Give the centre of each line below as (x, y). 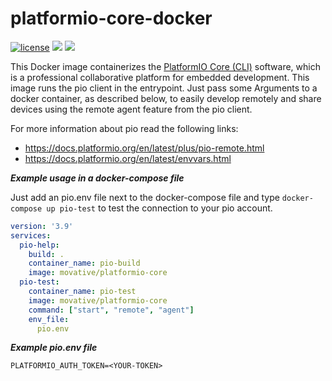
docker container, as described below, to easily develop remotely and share (166, 98)
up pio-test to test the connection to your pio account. (159, 208)
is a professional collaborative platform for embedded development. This (160, 77)
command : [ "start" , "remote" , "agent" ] (111, 310)
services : (31, 235)
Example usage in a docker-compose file (97, 178)
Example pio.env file (54, 348)
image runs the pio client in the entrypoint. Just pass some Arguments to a (164, 88)
